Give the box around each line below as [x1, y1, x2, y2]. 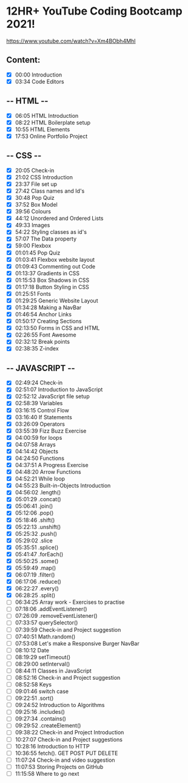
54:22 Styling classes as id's [15, 228, 87, 236]
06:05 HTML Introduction [15, 112, 79, 119]
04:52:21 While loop [15, 475, 65, 482]
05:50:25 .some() [15, 557, 59, 564]
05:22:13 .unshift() [15, 523, 61, 530]
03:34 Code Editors [15, 78, 65, 85]
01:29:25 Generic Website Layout [15, 296, 98, 304]
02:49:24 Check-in [15, 379, 63, 386]
